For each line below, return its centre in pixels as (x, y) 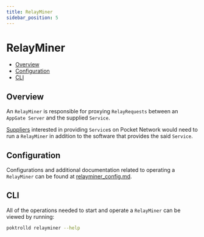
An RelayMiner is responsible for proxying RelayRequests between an (92, 111)
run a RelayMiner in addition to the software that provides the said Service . (100, 136)
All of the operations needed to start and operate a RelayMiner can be (93, 210)
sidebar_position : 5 (33, 18)
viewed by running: (30, 216)
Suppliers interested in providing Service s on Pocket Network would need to (102, 130)
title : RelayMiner (30, 12)
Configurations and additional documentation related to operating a (91, 170)
